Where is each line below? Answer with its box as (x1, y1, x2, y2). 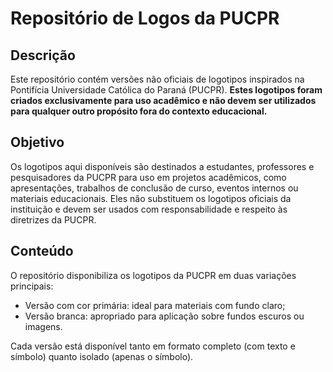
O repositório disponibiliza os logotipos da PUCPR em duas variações (10, 269, 297, 281)
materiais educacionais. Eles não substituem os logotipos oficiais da (10, 192, 292, 204)
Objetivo (10, 134, 65, 151)
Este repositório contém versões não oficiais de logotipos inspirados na (10, 73, 305, 85)
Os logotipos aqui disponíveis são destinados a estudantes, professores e (10, 160, 315, 172)
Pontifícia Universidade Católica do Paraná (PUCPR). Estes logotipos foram (10, 84, 323, 96)
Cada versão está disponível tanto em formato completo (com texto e (10, 340, 296, 352)
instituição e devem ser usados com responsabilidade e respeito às (10, 203, 288, 215)
